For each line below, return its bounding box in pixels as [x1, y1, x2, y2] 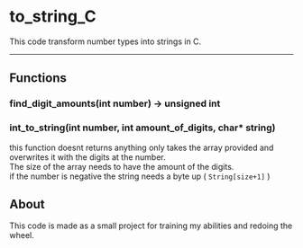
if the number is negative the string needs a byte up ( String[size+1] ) [9, 171, 271, 182]
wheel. [9, 230, 34, 241]
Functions [9, 70, 68, 86]
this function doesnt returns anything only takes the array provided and [9, 142, 274, 153]
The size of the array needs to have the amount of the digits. [9, 161, 234, 172]
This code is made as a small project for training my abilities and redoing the [9, 220, 293, 231]
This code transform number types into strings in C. [9, 36, 202, 47]
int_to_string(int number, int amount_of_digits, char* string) [9, 121, 276, 134]
